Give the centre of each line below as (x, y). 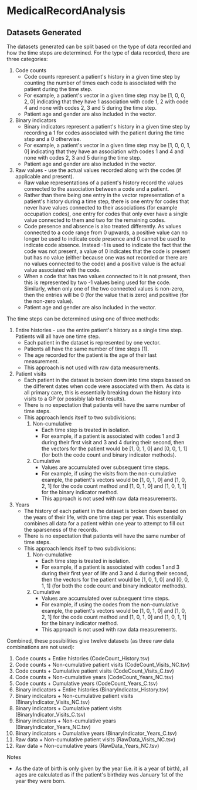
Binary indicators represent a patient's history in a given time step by (107, 126)
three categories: (28, 59)
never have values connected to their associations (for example (101, 207)
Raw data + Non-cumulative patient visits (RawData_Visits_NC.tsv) (95, 740)
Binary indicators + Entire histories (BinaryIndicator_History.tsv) (92, 690)
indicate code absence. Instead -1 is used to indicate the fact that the (107, 245)
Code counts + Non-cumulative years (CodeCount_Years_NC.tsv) (94, 677)
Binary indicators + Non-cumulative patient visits (74, 696)
